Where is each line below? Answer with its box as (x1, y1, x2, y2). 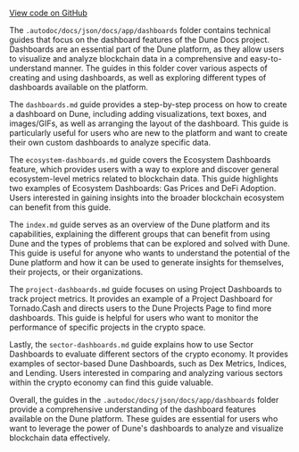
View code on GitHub (9, 8, 87, 18)
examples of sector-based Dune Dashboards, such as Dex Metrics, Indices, (9, 358, 287, 369)
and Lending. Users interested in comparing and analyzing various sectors (9, 368, 284, 378)
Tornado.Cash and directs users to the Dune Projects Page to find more (9, 303, 272, 314)
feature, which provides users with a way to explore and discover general (9, 164, 279, 174)
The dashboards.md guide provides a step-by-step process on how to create (9, 99, 287, 110)
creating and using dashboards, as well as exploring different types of (9, 72, 267, 83)
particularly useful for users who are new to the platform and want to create (9, 128, 288, 138)
